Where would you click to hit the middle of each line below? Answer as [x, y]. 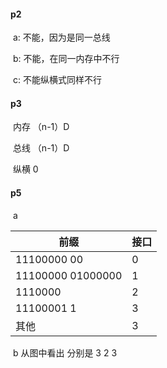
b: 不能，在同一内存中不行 [66, 59]
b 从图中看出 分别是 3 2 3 [65, 352]
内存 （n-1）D [41, 127]
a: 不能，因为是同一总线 [61, 37]
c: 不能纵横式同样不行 [57, 80]
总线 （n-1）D [41, 148]
